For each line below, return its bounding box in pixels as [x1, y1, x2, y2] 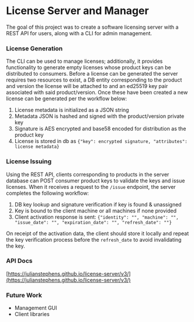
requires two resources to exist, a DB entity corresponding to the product [6, 76, 182, 83]
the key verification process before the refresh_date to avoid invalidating [6, 236, 182, 243]
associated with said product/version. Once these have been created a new [6, 89, 188, 96]
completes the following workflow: [6, 189, 89, 196]
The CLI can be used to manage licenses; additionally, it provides [6, 57, 163, 65]
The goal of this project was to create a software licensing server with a [6, 23, 179, 30]
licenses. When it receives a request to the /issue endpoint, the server [6, 183, 176, 190]
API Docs [6, 257, 33, 265]
